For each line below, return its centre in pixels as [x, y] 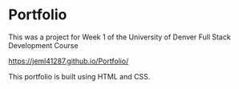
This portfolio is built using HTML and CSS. [79, 76]
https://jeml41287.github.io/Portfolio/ [69, 61]
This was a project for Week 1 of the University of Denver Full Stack [119, 37]
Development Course [43, 45]
